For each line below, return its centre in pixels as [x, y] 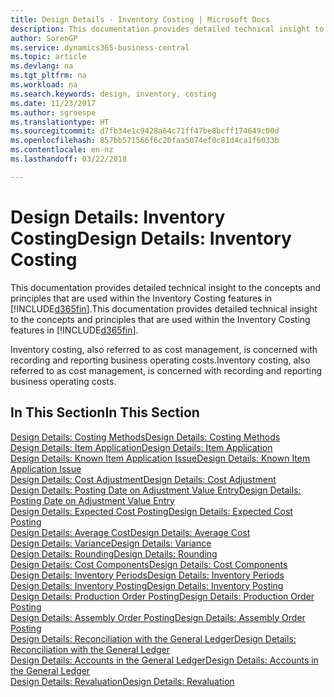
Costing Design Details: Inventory [151, 238]
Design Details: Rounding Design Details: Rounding [114, 553]
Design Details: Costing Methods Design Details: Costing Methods [145, 437]
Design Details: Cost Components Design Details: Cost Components [149, 564]
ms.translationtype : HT [60, 122]
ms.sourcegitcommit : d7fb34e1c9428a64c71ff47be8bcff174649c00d [145, 131]
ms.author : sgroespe [53, 112]
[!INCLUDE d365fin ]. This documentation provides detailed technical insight [164, 308]
